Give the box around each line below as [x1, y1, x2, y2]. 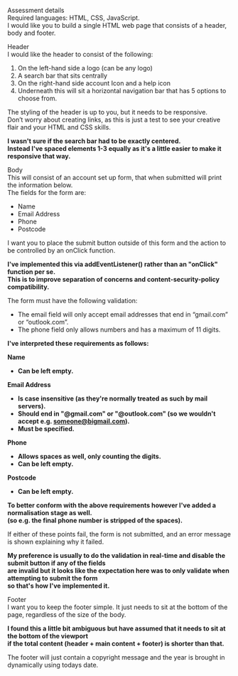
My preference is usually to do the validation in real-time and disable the [7, 551, 226, 559]
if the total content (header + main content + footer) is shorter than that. [7, 640, 225, 648]
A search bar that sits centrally [17, 71, 108, 80]
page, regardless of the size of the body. [7, 611, 126, 618]
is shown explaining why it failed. [7, 537, 104, 546]
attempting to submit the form [7, 574, 98, 582]
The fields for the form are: [7, 189, 87, 196]
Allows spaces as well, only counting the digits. [17, 452, 161, 460]
